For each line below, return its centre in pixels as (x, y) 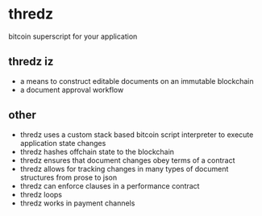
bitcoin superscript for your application (73, 36)
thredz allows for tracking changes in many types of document (124, 168)
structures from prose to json (69, 177)
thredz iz (31, 62)
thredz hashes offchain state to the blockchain (97, 152)
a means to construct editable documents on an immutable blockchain (137, 81)
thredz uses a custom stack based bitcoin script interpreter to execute (137, 135)
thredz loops (41, 194)
